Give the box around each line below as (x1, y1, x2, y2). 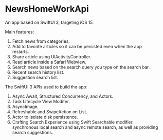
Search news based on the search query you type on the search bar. (12, 64, 150, 70)
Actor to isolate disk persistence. (12, 114, 78, 120)
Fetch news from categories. (12, 38, 70, 44)
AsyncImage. (12, 104, 39, 109)
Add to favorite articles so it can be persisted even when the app (12, 43, 142, 49)
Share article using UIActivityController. (12, 53, 91, 59)
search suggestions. (12, 129, 54, 135)
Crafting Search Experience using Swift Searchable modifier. (12, 119, 134, 125)
